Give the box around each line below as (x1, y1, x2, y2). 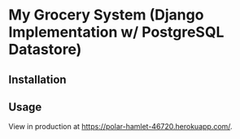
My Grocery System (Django (8, 6, 204, 24)
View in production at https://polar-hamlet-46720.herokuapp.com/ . (8, 122, 233, 132)
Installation (8, 72, 67, 86)
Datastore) (8, 41, 82, 59)
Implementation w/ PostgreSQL (8, 23, 225, 41)
